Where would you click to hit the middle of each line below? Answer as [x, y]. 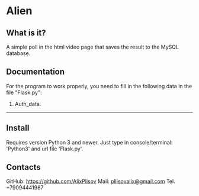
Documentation [36, 72]
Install [18, 128]
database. [18, 53]
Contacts [24, 167]
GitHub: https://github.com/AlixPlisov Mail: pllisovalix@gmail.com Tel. [91, 181]
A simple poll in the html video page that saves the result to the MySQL [93, 47]
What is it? [26, 33]
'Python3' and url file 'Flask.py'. [45, 149]
